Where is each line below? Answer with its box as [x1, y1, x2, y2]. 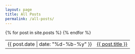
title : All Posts [5, 12, 41, 17]
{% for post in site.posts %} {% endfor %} [5, 30, 91, 36]
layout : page [5, 7, 32, 12]
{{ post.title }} [96, 41, 128, 48]
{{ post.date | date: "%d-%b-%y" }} [7, 41, 92, 48]
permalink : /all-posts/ [5, 16, 55, 21]
